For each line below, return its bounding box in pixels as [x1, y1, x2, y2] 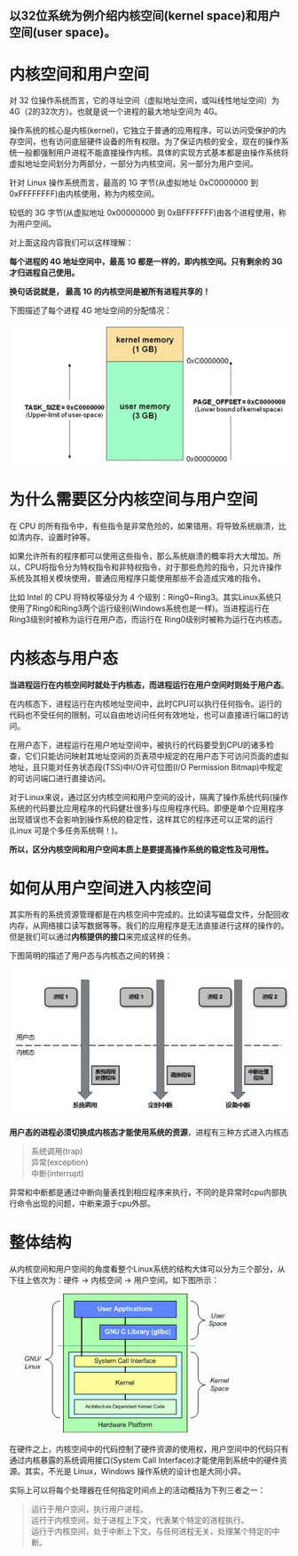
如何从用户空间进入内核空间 [9, 878, 212, 898]
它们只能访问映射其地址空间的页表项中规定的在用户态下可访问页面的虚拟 [24, 750, 289, 761]
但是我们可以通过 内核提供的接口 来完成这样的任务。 [9, 932, 196, 942]
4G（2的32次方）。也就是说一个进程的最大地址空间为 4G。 [9, 106, 223, 117]
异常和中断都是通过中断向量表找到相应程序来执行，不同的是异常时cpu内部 [9, 1186, 279, 1198]
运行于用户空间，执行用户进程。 [30, 1504, 148, 1514]
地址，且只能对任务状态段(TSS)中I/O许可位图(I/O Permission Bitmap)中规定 [9, 761, 284, 772]
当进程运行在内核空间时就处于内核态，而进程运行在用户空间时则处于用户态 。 [9, 679, 289, 690]
